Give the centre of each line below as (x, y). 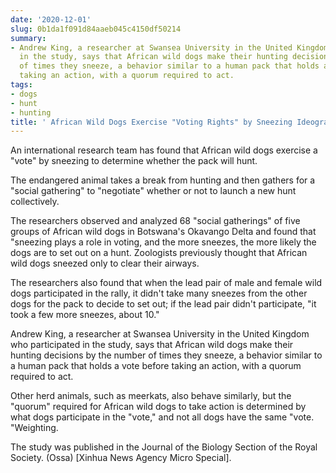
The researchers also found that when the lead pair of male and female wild (166, 283)
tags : (21, 85)
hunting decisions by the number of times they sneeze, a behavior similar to (166, 355)
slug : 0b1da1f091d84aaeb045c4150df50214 (96, 29)
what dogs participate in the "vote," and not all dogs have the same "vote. (162, 417)
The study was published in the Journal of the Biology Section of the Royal (164, 447)
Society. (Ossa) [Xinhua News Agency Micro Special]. (121, 458)
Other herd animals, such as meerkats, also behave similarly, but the (151, 396)
